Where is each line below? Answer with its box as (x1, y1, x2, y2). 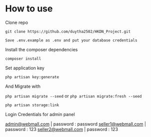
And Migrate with (5, 83, 41, 89)
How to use (5, 3, 53, 14)
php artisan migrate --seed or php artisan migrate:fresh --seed (5, 93, 142, 99)
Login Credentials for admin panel (5, 111, 75, 117)
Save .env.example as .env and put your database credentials (5, 38, 137, 43)
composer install (5, 56, 41, 61)
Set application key (5, 65, 45, 71)
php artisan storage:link (5, 103, 59, 108)
